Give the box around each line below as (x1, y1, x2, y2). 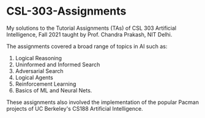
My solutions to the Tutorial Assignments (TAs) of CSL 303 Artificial (6, 24, 176, 32)
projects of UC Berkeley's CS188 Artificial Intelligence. (6, 105, 143, 112)
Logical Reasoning (15, 54, 62, 61)
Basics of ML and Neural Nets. (15, 86, 92, 94)
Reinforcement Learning (15, 80, 76, 88)
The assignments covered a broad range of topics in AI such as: (6, 43, 168, 50)
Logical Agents (15, 74, 53, 81)
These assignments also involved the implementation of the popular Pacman (6, 99, 199, 106)
